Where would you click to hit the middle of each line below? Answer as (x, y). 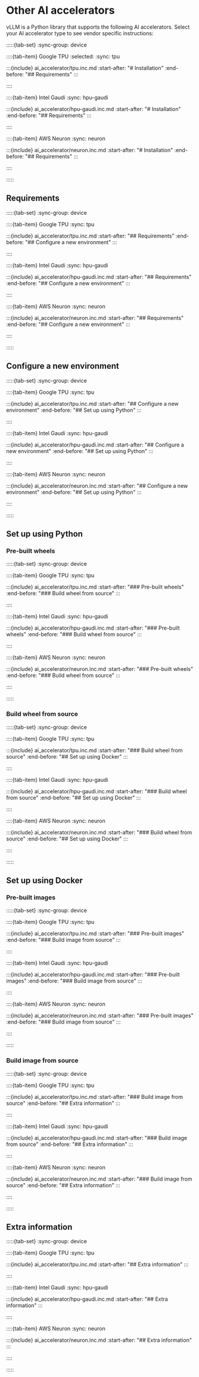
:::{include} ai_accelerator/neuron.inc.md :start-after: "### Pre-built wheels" (100, 669)
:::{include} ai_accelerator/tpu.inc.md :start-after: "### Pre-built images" (95, 934)
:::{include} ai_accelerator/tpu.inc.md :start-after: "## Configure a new (92, 403)
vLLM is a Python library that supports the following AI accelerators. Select (98, 27)
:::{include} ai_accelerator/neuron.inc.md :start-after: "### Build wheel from (99, 832)
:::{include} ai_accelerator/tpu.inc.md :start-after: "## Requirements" (90, 236)
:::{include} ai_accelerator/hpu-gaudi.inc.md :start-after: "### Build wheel (97, 791)
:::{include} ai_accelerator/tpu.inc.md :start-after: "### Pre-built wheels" (95, 587)
